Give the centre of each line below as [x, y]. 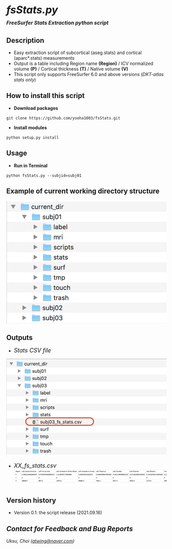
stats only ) [25, 80]
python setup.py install [33, 137]
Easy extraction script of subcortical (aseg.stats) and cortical [78, 53]
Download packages [36, 108]
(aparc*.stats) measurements [44, 58]
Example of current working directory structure [83, 191]
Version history [31, 500]
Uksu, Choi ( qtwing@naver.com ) [40, 541]
